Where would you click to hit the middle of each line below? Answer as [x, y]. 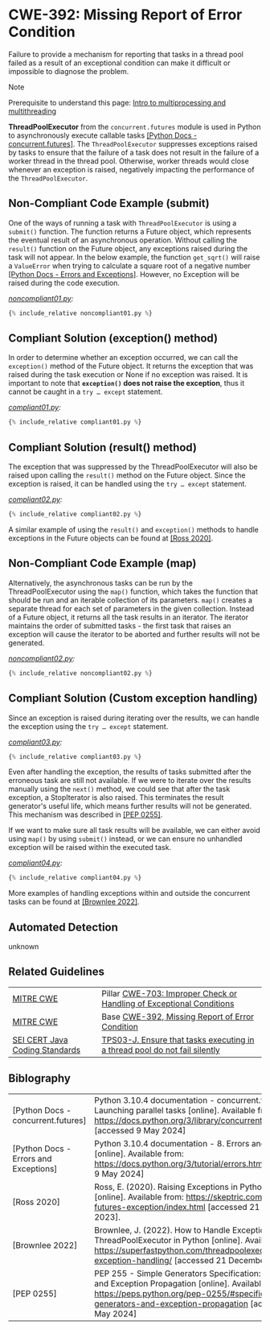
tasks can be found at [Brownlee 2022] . [74, 902]
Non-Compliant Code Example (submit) [109, 203]
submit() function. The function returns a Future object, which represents [130, 231]
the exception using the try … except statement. [88, 726]
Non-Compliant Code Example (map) [102, 563]
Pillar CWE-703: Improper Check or [170, 993]
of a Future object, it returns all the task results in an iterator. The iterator [129, 617]
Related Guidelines [57, 972]
